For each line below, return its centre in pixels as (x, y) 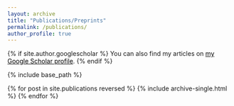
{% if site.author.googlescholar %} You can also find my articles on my (111, 54)
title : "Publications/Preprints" (57, 20)
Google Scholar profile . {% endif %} (60, 61)
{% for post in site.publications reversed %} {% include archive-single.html (117, 88)
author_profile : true (39, 34)
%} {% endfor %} (33, 96)
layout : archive (31, 14)
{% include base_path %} (45, 75)
